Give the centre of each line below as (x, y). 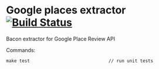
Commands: (21, 50)
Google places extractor (66, 10)
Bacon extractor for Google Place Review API (61, 39)
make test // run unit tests (80, 61)
